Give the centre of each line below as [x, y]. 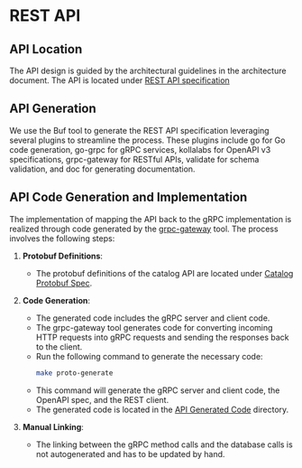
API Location [46, 49]
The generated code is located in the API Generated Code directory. [162, 409]
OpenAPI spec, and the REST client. [102, 399]
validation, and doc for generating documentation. [102, 169]
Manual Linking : [53, 426]
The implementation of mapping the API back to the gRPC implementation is [151, 219]
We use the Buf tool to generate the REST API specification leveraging [139, 130]
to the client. [59, 346]
